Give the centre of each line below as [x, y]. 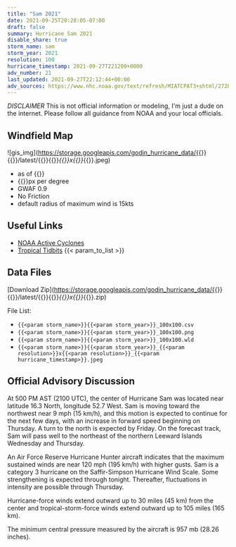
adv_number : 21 [29, 73]
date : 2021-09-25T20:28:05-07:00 [56, 20]
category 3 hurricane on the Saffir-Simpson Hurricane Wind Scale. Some [113, 472]
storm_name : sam [31, 47]
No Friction [33, 196]
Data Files [29, 272]
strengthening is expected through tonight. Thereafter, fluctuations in [107, 479]
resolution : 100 [31, 60]
